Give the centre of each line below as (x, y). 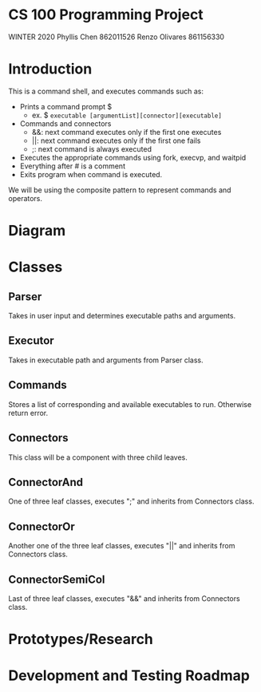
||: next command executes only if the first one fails (116, 140)
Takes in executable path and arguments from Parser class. (106, 360)
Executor (31, 341)
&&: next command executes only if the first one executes (127, 132)
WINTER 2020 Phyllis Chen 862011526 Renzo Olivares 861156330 (117, 37)
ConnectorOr (42, 526)
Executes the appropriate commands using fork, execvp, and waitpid (133, 157)
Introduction (50, 69)
